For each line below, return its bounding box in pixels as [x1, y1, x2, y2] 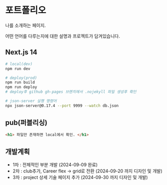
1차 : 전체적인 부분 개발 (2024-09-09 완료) [12, 162, 98, 168]
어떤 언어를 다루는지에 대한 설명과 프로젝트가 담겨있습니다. [5, 33, 120, 39]
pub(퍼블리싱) [5, 118, 48, 127]
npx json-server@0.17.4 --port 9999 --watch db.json [5, 103, 119, 108]
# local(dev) [5, 61, 33, 66]
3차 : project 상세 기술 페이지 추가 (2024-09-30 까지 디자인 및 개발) [12, 174, 148, 180]
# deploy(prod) [5, 75, 37, 80]
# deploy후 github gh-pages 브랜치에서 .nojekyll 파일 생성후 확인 [5, 89, 137, 95]
